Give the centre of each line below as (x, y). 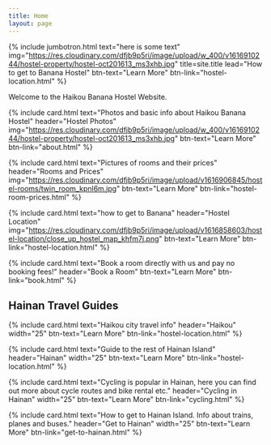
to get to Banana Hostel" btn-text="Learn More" (88, 72)
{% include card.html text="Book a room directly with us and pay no (122, 263)
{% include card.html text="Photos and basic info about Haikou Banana (127, 112)
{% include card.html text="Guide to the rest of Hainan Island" (112, 349)
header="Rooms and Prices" (56, 171)
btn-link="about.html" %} (51, 147)
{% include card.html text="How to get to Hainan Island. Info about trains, (131, 415)
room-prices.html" (39, 197)
